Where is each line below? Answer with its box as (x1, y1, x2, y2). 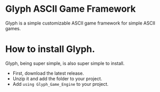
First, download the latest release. (12, 70, 84, 76)
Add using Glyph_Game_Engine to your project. (12, 81, 109, 87)
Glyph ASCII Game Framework (5, 3, 136, 15)
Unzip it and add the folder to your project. (12, 75, 102, 82)
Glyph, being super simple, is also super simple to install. (5, 60, 125, 66)
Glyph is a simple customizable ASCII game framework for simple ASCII (5, 20, 155, 26)
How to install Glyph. (5, 43, 95, 55)
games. (5, 25, 21, 31)
